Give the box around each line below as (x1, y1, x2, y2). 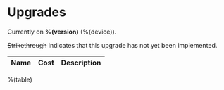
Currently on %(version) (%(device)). (7, 27, 117, 36)
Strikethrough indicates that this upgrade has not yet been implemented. (7, 41, 218, 49)
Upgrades (7, 4, 67, 20)
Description (61, 58, 101, 67)
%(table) (7, 75, 33, 84)
